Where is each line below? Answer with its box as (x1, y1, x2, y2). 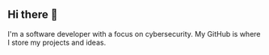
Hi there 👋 (7, 8, 58, 22)
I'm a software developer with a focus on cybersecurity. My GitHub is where (7, 29, 261, 38)
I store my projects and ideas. (7, 37, 107, 47)
